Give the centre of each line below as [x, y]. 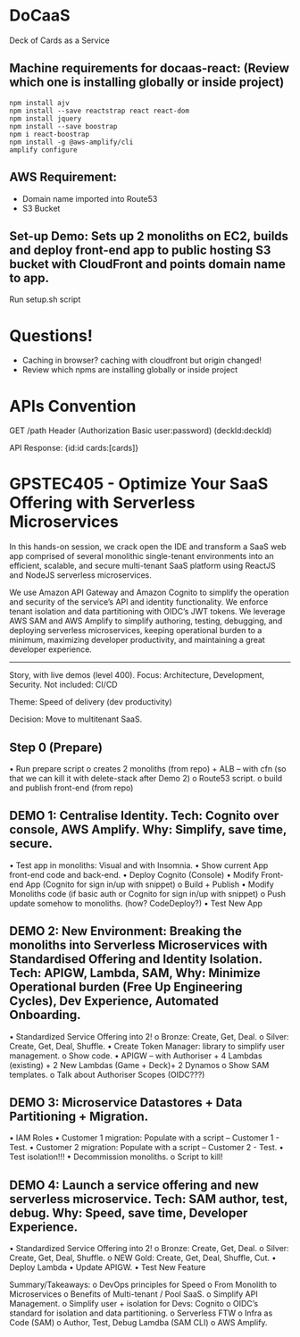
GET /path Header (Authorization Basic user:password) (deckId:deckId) [141, 430]
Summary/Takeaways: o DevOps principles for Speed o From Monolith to [143, 1285]
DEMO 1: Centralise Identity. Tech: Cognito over [144, 816]
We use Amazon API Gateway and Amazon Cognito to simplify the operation [149, 593]
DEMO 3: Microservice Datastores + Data [126, 1103]
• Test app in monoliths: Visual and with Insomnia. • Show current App [139, 865]
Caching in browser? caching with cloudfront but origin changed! [142, 360]
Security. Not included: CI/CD [63, 685]
